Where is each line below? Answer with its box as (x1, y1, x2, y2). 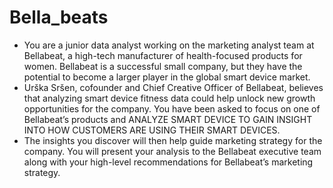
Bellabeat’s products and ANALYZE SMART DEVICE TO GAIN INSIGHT (23, 113, 313, 125)
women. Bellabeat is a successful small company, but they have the (23, 60, 303, 72)
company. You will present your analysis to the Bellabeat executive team (23, 145, 322, 157)
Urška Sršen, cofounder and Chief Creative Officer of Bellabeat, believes (23, 81, 324, 93)
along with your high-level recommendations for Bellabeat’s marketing (23, 156, 314, 168)
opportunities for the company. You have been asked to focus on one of (23, 102, 321, 115)
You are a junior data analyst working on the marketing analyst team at (23, 39, 315, 51)
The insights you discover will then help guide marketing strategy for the (23, 134, 323, 146)
